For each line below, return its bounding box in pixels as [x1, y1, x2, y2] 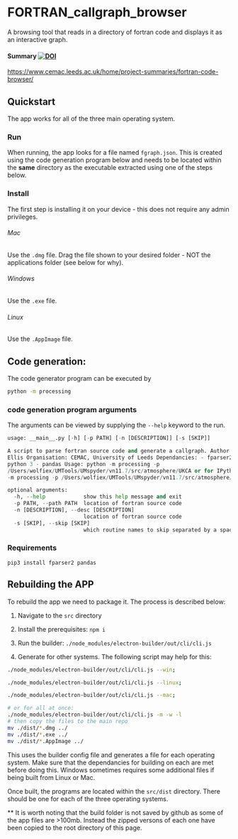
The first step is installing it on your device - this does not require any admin [7, 205, 229, 213]
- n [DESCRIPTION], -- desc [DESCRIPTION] [13, 507, 135, 514]
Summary [7, 51, 37, 60]
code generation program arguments [7, 404, 137, 414]
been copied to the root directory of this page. [7, 823, 142, 832]
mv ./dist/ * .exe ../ [7, 731, 69, 738]
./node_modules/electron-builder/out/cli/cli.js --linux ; [7, 679, 182, 686]
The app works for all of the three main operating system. [7, 114, 176, 123]
